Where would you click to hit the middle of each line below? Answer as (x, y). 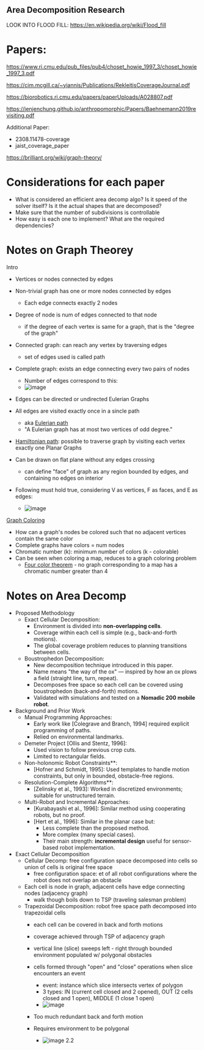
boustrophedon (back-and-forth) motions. (86, 691)
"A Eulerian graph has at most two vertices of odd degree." (98, 429)
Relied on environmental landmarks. (78, 737)
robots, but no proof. (59, 814)
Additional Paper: (28, 127)
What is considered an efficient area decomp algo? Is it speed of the (101, 199)
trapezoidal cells (45, 913)
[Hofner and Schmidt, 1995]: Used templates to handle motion (111, 769)
